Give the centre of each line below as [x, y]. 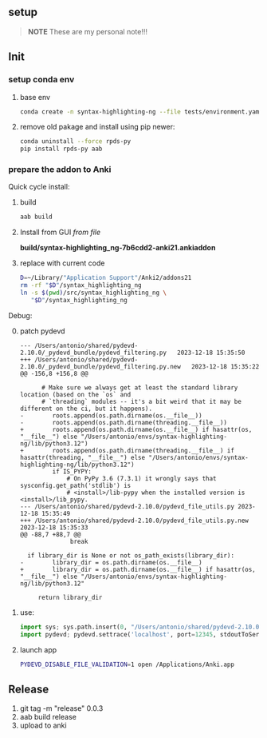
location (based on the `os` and [75, 394]
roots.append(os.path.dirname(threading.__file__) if [143, 450]
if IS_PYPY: [72, 471]
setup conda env [41, 80]
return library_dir [70, 597]
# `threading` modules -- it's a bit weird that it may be [141, 401]
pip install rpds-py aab [61, 149]
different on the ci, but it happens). [86, 409]
